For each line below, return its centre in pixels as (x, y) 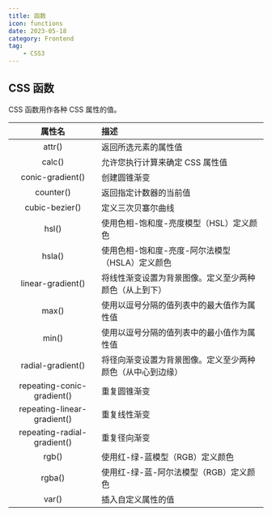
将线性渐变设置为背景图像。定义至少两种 (178, 278)
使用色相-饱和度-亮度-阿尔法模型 (166, 250)
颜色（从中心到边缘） (142, 372)
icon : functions (36, 23)
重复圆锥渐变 (125, 391)
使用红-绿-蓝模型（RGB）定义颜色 (168, 457)
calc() (53, 161)
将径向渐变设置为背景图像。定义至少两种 (178, 360)
